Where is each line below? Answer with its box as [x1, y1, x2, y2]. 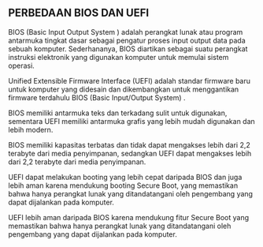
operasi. [8, 61, 35, 70]
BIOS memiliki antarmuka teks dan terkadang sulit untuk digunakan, [8, 108, 228, 118]
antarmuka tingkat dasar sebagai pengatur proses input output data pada [8, 36, 246, 45]
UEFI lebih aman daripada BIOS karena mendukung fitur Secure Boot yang [8, 212, 250, 222]
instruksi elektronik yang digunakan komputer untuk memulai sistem [8, 52, 229, 62]
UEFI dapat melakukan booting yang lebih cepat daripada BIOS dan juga [8, 172, 243, 182]
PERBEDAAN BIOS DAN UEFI [8, 6, 150, 20]
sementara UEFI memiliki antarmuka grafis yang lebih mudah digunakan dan [8, 116, 256, 125]
